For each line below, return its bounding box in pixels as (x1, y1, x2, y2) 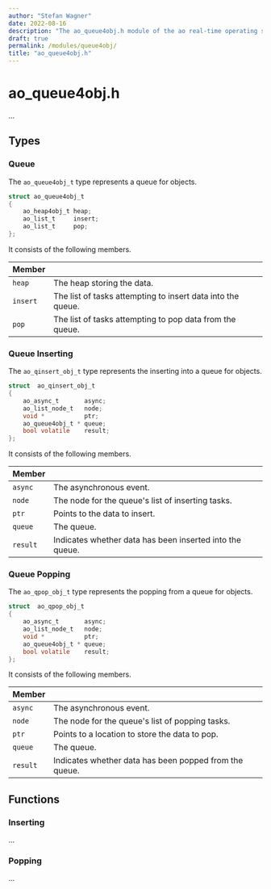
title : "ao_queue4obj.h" (8, 49, 92, 57)
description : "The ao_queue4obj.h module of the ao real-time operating (8, 27, 258, 35)
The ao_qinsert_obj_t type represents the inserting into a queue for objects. (8, 367, 262, 376)
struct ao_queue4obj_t (8, 192, 85, 200)
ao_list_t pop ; (23, 223, 89, 231)
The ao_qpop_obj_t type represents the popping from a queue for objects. (8, 587, 253, 597)
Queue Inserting (8, 348, 74, 359)
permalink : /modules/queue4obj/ (8, 42, 117, 50)
